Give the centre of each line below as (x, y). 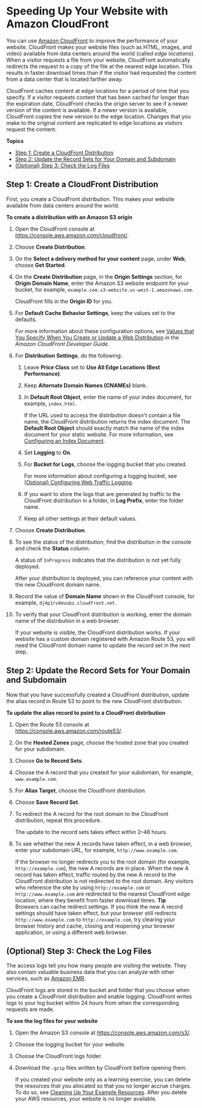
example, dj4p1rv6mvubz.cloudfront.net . (66, 602)
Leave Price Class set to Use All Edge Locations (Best (92, 367)
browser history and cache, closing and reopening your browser (95, 926)
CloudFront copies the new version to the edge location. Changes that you (99, 116)
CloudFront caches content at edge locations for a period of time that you (98, 91)
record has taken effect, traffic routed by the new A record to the (95, 874)
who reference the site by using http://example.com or (83, 887)
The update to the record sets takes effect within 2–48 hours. (91, 832)
